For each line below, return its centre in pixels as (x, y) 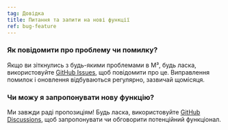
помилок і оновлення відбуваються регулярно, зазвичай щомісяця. (106, 79)
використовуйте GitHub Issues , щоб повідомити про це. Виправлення (109, 72)
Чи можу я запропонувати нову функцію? (81, 97)
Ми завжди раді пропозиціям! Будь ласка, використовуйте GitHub (104, 112)
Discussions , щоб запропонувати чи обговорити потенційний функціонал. (114, 119)
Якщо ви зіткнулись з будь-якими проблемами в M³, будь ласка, (102, 65)
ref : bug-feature (32, 26)
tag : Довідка (26, 13)
